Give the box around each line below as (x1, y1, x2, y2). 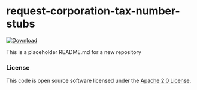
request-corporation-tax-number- (6, 4, 181, 18)
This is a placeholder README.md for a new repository (6, 48, 142, 55)
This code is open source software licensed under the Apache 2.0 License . (6, 77, 192, 85)
